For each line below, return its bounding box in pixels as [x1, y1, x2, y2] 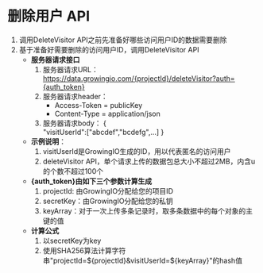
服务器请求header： [42, 91, 108, 101]
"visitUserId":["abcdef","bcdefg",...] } [42, 127, 164, 136]
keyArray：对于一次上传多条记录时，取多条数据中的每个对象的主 [42, 206, 253, 215]
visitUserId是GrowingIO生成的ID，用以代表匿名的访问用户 [42, 146, 231, 156]
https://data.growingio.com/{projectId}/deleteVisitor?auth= [42, 73, 235, 83]
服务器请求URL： [42, 64, 99, 74]
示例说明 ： [30, 136, 67, 146]
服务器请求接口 [30, 55, 80, 64]
